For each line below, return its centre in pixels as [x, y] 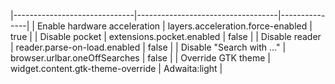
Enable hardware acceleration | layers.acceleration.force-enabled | [174, 26]
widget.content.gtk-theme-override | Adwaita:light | [116, 68]
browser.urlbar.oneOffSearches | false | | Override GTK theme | [140, 58]
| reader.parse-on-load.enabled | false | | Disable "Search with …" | [148, 47]
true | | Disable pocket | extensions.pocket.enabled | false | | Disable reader [166, 36]
